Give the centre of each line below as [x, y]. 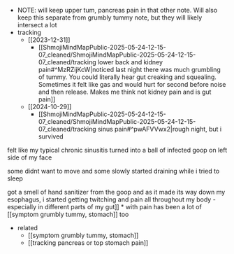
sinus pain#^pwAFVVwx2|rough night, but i [160, 129]
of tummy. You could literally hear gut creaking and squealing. [127, 77]
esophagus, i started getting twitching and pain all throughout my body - [112, 199]
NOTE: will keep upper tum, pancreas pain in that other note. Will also [117, 10]
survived [51, 136]
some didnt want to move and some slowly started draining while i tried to [114, 171]
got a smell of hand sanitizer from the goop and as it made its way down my [116, 192]
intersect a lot [37, 25]
